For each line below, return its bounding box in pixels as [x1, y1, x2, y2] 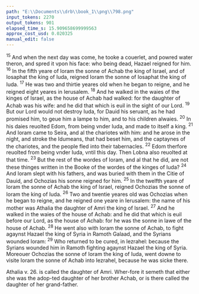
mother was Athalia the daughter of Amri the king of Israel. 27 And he [6, 203, 175, 211]
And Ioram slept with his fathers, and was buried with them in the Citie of [6, 170, 185, 177]
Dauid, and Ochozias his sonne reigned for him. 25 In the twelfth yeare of [6, 176, 184, 184]
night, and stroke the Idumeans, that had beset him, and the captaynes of [6, 135, 186, 143]
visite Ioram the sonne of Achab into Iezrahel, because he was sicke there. [6, 257, 189, 264]
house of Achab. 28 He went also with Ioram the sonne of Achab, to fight [6, 223, 184, 232]
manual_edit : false [6, 36, 55, 42]
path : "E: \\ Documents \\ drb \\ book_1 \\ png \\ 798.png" [6, 8, 134, 15]
